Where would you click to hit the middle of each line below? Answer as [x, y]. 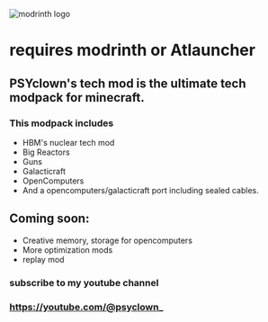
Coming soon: [49, 219]
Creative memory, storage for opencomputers [107, 240]
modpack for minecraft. [77, 98]
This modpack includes [62, 123]
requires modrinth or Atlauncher [133, 50]
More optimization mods [67, 250]
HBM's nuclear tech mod [68, 142]
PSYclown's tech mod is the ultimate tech [128, 83]
